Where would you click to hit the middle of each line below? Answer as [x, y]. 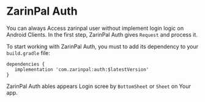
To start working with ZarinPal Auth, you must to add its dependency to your [102, 46]
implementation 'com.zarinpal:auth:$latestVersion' [82, 69]
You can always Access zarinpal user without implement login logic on [95, 28]
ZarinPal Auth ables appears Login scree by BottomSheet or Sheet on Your [99, 86]
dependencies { [26, 64]
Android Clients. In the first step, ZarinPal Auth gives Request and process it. [102, 34]
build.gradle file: [28, 53]
